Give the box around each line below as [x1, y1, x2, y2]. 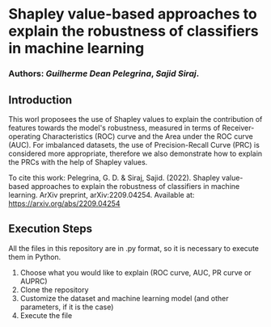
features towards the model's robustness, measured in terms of [8, 123, 221, 132]
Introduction [8, 93, 73, 107]
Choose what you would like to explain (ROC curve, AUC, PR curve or [19, 267, 252, 277]
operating [8, 131, 41, 141]
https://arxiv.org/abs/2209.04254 [8, 199, 121, 208]
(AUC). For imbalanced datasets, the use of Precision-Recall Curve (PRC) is [8, 140, 260, 149]
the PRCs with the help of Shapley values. [8, 157, 148, 166]
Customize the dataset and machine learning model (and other [19, 293, 229, 303]
